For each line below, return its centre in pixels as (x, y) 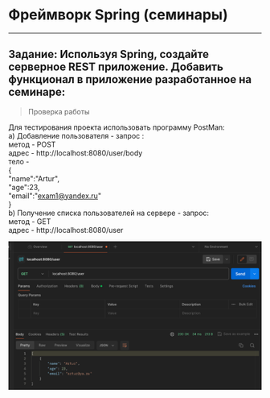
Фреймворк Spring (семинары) (118, 15)
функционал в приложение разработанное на (130, 79)
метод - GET (30, 221)
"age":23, (24, 187)
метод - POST (32, 144)
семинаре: (37, 92)
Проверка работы (59, 111)
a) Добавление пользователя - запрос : (76, 135)
